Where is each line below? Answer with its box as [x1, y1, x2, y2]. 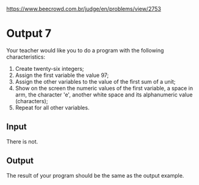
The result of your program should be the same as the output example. [6, 172, 184, 179]
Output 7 [6, 27, 52, 40]
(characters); [15, 97, 48, 104]
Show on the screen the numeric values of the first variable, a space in [15, 84, 194, 92]
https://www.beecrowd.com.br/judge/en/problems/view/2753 [6, 5, 162, 12]
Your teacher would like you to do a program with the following [6, 46, 164, 54]
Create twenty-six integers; [15, 65, 84, 72]
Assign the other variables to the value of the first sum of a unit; [15, 78, 176, 85]
